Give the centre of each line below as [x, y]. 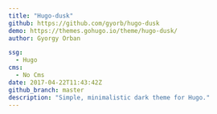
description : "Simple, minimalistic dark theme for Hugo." [109, 97]
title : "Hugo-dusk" [41, 16]
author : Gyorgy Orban [45, 38]
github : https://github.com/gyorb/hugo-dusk [84, 23]
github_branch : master [46, 90]
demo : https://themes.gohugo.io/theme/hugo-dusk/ [93, 31]
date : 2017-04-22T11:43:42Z [55, 82]
